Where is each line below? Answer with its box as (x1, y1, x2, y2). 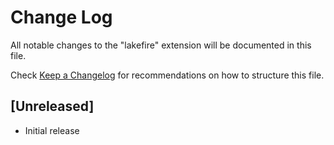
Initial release (24, 124, 80, 136)
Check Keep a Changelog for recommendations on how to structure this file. (10, 69, 325, 81)
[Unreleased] (10, 98, 95, 115)
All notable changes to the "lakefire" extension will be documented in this (10, 39, 312, 51)
